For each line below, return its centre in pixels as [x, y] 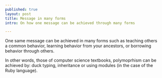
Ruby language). [21, 71]
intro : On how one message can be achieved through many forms [70, 23]
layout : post [18, 14]
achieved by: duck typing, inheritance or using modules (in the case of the [79, 65]
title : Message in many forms [36, 18]
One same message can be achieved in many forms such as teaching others [81, 41]
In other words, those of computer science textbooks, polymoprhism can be [81, 60]
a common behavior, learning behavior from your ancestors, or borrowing [78, 46]
